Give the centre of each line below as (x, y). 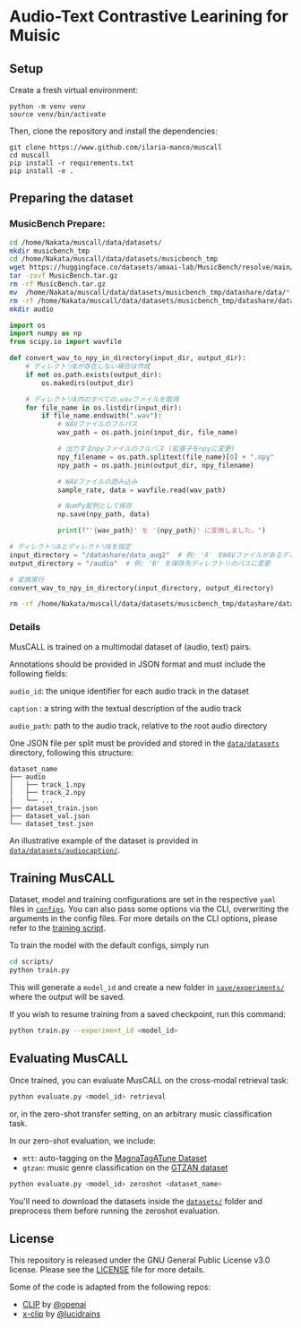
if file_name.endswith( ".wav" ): (102, 416)
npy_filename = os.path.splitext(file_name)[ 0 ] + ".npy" (166, 457)
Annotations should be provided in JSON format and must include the (138, 664)
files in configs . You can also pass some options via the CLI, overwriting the (149, 909)
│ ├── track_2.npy (48, 792)
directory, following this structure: (72, 752)
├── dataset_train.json (54, 808)
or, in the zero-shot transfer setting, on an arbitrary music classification (141, 1114)
